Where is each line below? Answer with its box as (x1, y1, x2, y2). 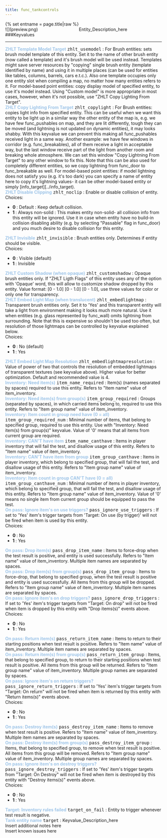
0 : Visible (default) (12, 255, 52, 261)
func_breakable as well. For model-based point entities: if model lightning (5, 168, 156, 174)
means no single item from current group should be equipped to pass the (5, 496, 155, 502)
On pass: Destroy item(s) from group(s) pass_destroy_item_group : (5, 739, 153, 746)
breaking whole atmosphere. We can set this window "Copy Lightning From (5, 152, 160, 158)
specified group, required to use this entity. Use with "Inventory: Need (5, 422, 149, 428)
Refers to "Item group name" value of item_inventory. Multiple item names (5, 584, 157, 590)
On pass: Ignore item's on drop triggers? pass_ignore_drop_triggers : (5, 595, 160, 601)
